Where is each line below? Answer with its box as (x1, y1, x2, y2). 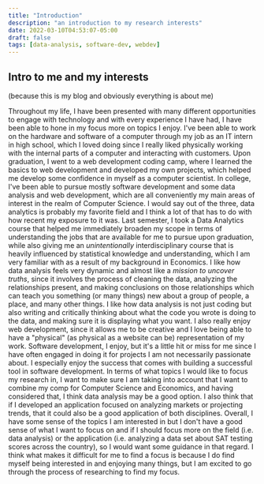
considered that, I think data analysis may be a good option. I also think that (8, 392, 254, 401)
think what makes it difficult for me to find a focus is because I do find (8, 450, 235, 460)
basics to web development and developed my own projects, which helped (8, 165, 251, 174)
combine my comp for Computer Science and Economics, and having (8, 383, 234, 392)
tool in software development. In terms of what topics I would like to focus (8, 366, 248, 376)
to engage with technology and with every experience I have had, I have (8, 114, 242, 124)
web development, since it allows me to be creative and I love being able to (8, 325, 252, 334)
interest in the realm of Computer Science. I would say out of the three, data (8, 198, 255, 208)
